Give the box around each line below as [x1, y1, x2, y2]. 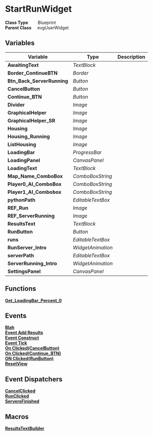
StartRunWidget [5, 3, 72, 15]
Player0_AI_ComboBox [7, 181, 62, 187]
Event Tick [5, 340, 27, 346]
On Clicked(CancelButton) [5, 345, 60, 351]
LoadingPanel [7, 157, 41, 164]
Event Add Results [5, 330, 44, 335]
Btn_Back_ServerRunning [7, 77, 68, 84]
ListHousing [7, 141, 37, 147]
